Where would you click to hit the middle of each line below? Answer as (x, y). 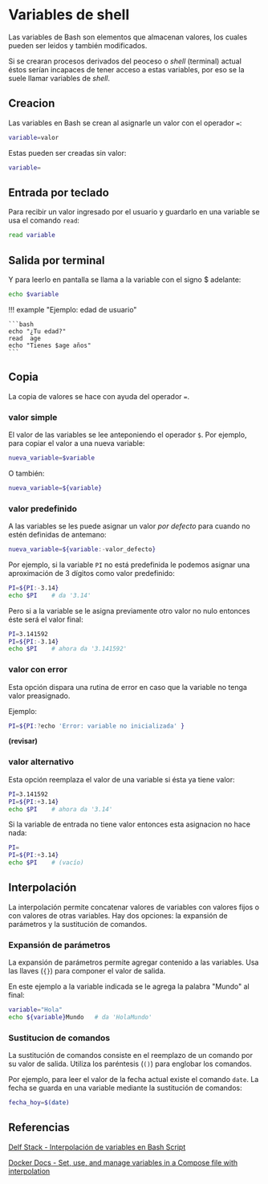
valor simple (33, 417)
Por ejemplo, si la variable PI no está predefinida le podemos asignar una (129, 565)
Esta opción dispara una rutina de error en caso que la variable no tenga (128, 687)
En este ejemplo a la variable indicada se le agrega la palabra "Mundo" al (129, 986)
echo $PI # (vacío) (46, 863)
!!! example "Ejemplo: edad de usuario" (73, 309)
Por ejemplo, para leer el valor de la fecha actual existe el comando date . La (134, 1080)
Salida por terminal (57, 260)
